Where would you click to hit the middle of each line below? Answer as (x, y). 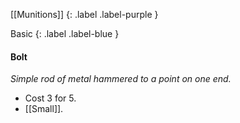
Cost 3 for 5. (50, 98)
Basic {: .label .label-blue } (65, 33)
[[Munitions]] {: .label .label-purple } (84, 14)
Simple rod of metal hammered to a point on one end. (121, 79)
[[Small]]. (44, 109)
